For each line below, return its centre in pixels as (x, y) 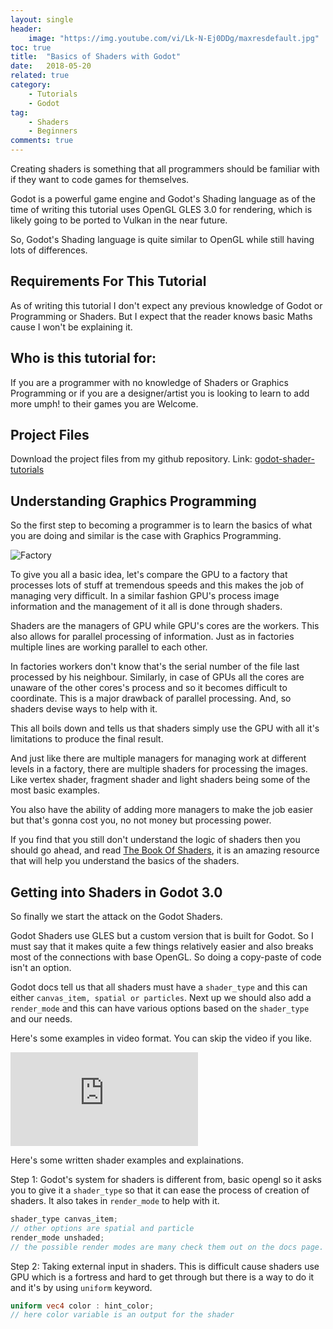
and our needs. (41, 1019)
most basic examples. (55, 790)
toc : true (31, 47)
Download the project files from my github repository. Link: (131, 459)
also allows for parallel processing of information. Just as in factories (152, 637)
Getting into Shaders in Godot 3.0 (116, 892)
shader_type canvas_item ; (64, 1219)
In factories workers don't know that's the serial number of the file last (155, 667)
